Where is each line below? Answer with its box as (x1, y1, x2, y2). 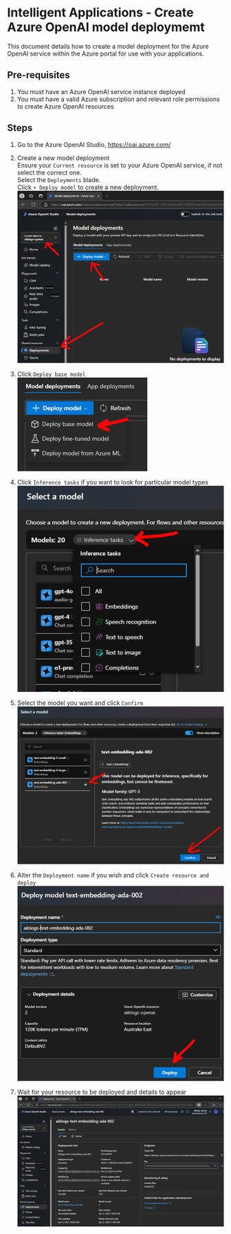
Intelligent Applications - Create (7, 5, 194, 21)
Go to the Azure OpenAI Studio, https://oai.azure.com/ (16, 140, 171, 148)
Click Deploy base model (16, 370, 86, 379)
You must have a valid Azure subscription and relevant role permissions (16, 95, 220, 103)
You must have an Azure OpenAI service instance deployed (16, 87, 186, 96)
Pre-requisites (7, 69, 70, 81)
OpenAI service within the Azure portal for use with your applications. (7, 49, 204, 58)
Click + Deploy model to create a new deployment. (16, 183, 159, 191)
